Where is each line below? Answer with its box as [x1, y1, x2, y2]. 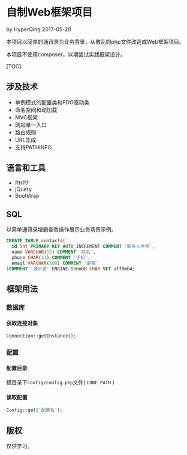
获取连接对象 [6, 319, 38, 327]
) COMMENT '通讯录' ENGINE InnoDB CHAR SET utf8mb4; [6, 266, 135, 272]
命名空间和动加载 [14, 106, 58, 113]
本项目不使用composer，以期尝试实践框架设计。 [6, 50, 126, 58]
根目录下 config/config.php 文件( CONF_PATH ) [6, 379, 115, 386]
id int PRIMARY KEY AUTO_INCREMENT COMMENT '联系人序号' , [11, 243, 155, 249]
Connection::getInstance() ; [6, 333, 77, 339]
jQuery [14, 185, 32, 192]
